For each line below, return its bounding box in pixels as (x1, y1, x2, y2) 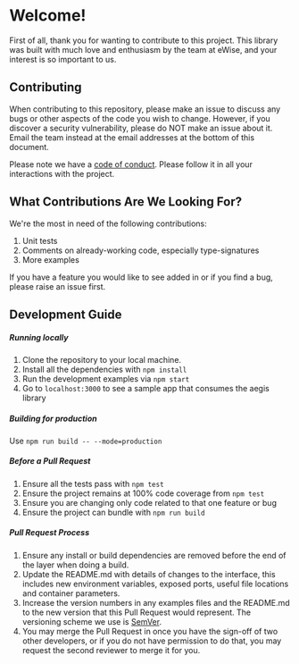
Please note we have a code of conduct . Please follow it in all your (9, 158, 253, 170)
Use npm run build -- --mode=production (9, 435, 162, 446)
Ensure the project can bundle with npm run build (21, 507, 205, 517)
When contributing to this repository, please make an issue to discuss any (9, 104, 281, 114)
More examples (21, 254, 80, 265)
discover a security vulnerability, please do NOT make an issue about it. (9, 122, 273, 133)
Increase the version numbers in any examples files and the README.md (21, 597, 290, 608)
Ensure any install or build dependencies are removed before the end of (21, 550, 287, 560)
